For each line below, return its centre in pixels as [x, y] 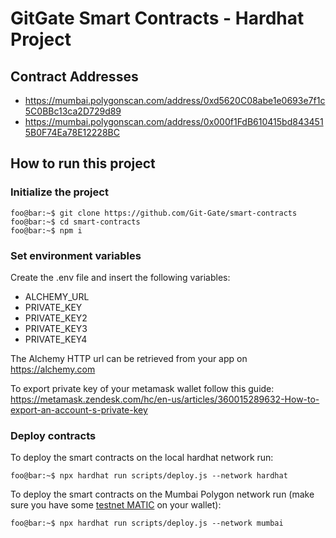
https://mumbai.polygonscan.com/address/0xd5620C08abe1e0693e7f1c [175, 100]
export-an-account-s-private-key [79, 409]
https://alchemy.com [53, 369]
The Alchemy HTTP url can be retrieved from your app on [129, 358]
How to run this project [83, 163]
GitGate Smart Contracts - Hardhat [157, 18]
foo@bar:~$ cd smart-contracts [75, 222]
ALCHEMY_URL [57, 296]
